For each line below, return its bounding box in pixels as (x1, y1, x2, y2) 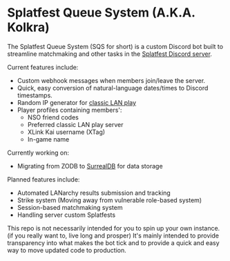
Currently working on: (7, 148, 69, 157)
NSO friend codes (27, 113, 79, 122)
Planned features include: (7, 175, 80, 184)
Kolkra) (7, 19, 50, 35)
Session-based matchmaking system (17, 203, 123, 211)
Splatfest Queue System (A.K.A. (7, 5, 195, 21)
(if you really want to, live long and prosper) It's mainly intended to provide (7, 231, 220, 240)
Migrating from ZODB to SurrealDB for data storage (17, 162, 164, 170)
